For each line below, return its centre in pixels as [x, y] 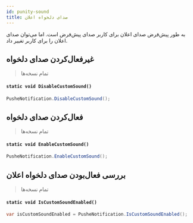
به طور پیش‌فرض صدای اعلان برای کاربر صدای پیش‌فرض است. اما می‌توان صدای [96, 34]
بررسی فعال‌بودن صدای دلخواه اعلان [66, 175]
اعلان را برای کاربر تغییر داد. [37, 40]
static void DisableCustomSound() [49, 86]
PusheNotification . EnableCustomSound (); [57, 156]
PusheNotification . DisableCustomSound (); [58, 99]
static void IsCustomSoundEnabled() [52, 202]
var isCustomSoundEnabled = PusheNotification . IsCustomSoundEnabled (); [97, 215]
